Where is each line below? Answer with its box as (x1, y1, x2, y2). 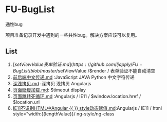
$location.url (12, 99, 40, 105)
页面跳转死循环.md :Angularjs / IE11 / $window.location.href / (12, 93, 141, 99)
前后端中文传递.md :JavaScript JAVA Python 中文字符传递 (12, 74, 135, 80)
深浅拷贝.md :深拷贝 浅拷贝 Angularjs (12, 80, 91, 86)
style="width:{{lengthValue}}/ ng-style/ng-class (12, 111, 115, 117)
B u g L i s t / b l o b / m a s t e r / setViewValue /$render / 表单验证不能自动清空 (12, 67, 156, 74)
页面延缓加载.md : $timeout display (12, 87, 86, 93)
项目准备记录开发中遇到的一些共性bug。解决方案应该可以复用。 (5, 32, 140, 38)
